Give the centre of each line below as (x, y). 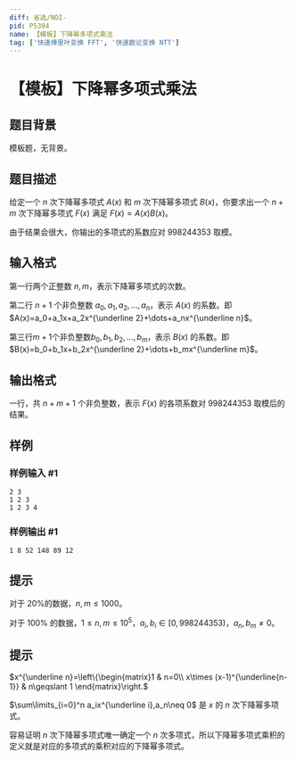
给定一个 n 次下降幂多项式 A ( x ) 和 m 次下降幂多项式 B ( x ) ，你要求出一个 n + (146, 202)
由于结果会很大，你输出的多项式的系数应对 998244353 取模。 (123, 232)
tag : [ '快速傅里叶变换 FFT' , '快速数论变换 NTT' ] (95, 42)
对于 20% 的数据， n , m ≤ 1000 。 (68, 604)
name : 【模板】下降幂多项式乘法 (61, 34)
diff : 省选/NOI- (38, 17)
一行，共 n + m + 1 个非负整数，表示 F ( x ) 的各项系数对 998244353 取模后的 (147, 403)
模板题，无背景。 (41, 148)
